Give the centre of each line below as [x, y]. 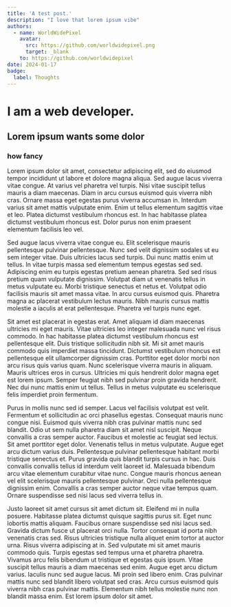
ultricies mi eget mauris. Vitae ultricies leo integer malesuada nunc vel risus [114, 329]
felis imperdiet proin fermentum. [53, 395]
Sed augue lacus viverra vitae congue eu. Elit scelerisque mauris [99, 243]
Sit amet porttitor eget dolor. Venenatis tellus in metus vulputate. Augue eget [115, 444]
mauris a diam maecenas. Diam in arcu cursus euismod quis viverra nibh [110, 193]
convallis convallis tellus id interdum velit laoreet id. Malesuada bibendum [111, 466]
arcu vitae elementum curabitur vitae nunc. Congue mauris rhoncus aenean [114, 474]
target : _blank [47, 52]
